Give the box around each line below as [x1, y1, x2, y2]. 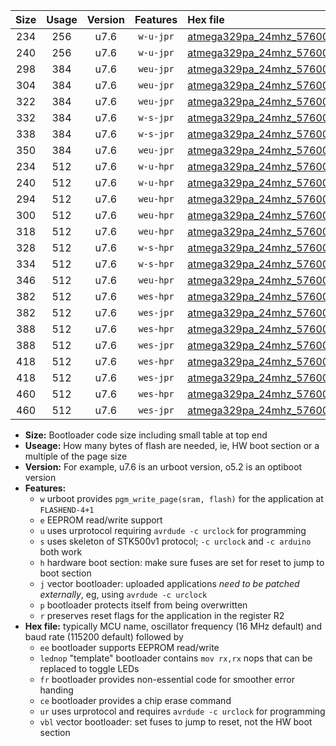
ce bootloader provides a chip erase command [39, 695, 232, 706]
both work [39, 546, 83, 558]
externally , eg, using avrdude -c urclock [39, 589, 208, 600]
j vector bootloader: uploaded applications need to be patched [39, 578, 300, 589]
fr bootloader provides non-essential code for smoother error [39, 674, 295, 685]
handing [39, 684, 74, 696]
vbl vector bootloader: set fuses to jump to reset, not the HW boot [39, 716, 313, 728]
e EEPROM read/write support [39, 514, 163, 526]
